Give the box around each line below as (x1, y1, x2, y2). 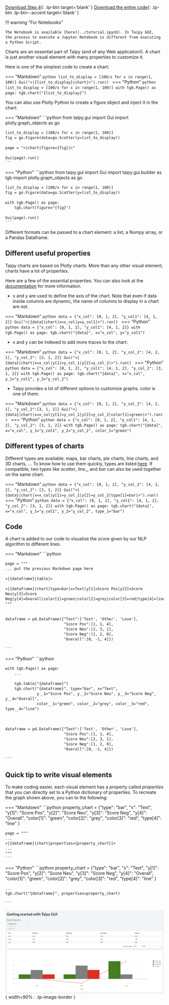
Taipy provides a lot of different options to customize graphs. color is (12, 385, 155, 391)
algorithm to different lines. (5, 541, 61, 547)
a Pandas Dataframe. (5, 234, 49, 240)
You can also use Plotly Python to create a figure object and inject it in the (5, 99, 158, 105)
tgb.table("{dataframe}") (14, 681, 69, 686)
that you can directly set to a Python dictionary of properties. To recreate (5, 789, 157, 795)
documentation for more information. (5, 283, 82, 289)
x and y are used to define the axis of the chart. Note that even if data (12, 292, 157, 299)
